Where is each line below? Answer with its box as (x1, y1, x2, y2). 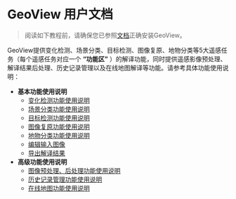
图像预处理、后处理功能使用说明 (27, 166, 121, 174)
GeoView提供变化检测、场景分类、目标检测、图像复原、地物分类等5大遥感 (7, 46, 222, 54)
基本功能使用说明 (17, 87, 67, 96)
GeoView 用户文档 (7, 6, 114, 23)
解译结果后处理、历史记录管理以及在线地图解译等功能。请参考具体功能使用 (7, 63, 223, 72)
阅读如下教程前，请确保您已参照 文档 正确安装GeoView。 (24, 31, 186, 39)
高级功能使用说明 (17, 158, 67, 166)
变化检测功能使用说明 (27, 96, 90, 104)
